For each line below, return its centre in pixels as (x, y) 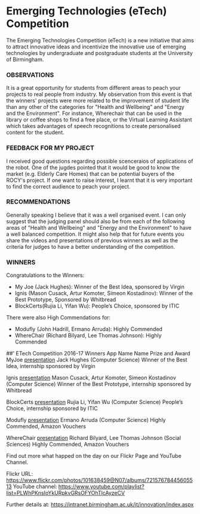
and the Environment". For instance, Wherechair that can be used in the (94, 113)
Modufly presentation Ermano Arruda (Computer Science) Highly (86, 420)
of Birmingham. (25, 59)
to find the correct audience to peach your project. (68, 186)
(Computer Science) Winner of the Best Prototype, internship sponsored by (99, 384)
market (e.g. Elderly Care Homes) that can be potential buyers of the (90, 174)
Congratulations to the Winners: (45, 275)
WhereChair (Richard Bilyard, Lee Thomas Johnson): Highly (88, 336)
